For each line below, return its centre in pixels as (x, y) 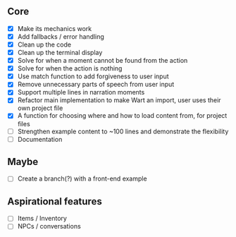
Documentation (40, 139)
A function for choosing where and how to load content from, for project (122, 116)
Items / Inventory (42, 219)
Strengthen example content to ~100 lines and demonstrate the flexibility (123, 131)
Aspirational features (55, 201)
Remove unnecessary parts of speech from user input (96, 85)
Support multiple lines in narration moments (81, 92)
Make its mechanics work (55, 28)
